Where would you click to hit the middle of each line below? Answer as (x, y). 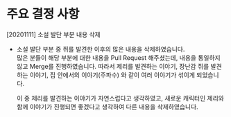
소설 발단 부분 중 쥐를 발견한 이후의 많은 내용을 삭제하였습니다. (101, 49)
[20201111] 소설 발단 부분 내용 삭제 (54, 34)
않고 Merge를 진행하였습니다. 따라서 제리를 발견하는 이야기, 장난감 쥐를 (113, 66)
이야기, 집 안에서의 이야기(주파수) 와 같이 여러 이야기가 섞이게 (112, 75)
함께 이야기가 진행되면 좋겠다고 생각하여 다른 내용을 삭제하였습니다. (107, 107)
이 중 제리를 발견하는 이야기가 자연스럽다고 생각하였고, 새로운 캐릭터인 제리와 (120, 98)
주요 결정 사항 (43, 14)
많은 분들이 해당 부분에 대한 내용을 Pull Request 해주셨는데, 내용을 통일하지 (118, 57)
